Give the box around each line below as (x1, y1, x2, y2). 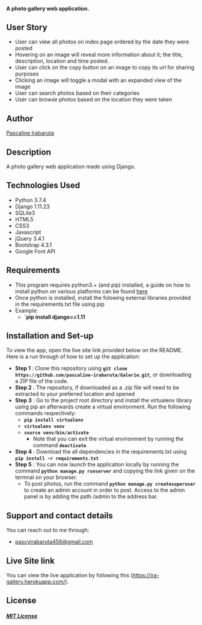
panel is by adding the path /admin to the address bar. (23, 493, 158, 500)
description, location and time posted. (14, 57, 109, 65)
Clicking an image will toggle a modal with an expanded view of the (14, 77, 182, 84)
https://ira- (132, 572, 159, 579)
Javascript (14, 228, 41, 235)
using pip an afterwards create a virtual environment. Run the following (14, 403, 191, 410)
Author (6, 113, 33, 124)
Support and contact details (6, 510, 113, 521)
